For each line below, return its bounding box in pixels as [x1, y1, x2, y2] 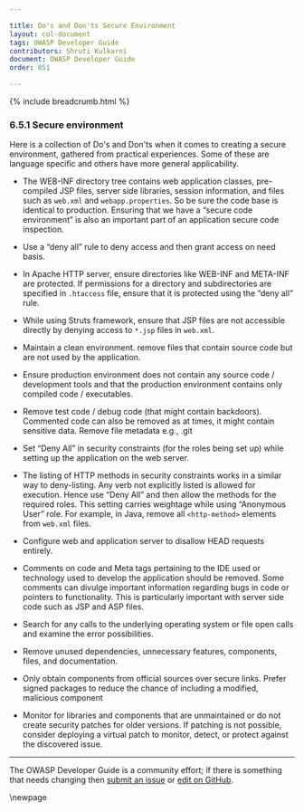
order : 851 [9, 63, 51, 72]
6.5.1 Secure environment [9, 119, 124, 131]
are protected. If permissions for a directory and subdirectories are [22, 278, 272, 290]
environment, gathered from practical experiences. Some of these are [9, 148, 270, 159]
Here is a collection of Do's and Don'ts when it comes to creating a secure [9, 139, 287, 150]
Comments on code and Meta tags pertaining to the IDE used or [22, 563, 261, 574]
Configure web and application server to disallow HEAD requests [22, 536, 265, 547]
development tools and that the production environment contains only [22, 379, 283, 390]
